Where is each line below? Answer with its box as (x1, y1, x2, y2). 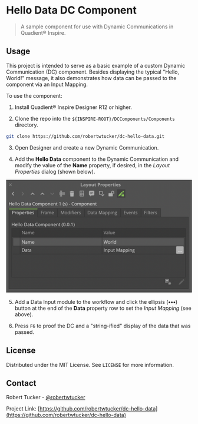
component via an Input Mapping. (6, 81, 88, 88)
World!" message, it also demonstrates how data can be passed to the (6, 74, 177, 81)
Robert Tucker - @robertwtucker (6, 394, 85, 401)
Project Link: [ (6, 405, 40, 412)
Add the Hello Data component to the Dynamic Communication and (14, 155, 179, 163)
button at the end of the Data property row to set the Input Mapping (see (14, 304, 192, 312)
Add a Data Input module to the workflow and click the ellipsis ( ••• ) (14, 298, 178, 305)
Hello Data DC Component (6, 4, 137, 17)
